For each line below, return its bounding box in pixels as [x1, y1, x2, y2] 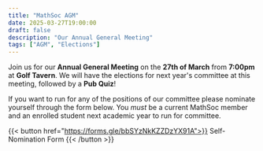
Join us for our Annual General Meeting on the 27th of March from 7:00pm [8, 62, 255, 72]
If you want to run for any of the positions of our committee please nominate [8, 94, 256, 104]
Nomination [8, 134, 46, 144]
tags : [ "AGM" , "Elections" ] [8, 41, 101, 49]
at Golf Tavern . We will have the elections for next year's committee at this [8, 71, 250, 80]
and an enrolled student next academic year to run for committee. [8, 111, 222, 120]
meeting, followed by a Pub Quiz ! [8, 79, 117, 89]
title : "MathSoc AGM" [8, 11, 80, 20]
